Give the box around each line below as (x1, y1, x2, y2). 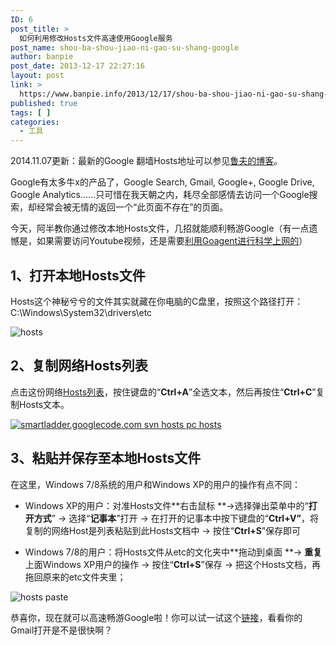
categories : (10, 117, 60, 127)
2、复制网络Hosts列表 (10, 357, 148, 375)
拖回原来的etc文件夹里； (24, 571, 127, 583)
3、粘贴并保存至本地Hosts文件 (10, 450, 202, 467)
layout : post (10, 71, 65, 81)
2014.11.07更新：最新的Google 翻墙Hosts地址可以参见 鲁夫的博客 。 (10, 155, 283, 167)
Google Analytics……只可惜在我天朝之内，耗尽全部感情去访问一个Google (10, 189, 310, 201)
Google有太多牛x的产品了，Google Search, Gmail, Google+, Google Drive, (10, 176, 315, 188)
